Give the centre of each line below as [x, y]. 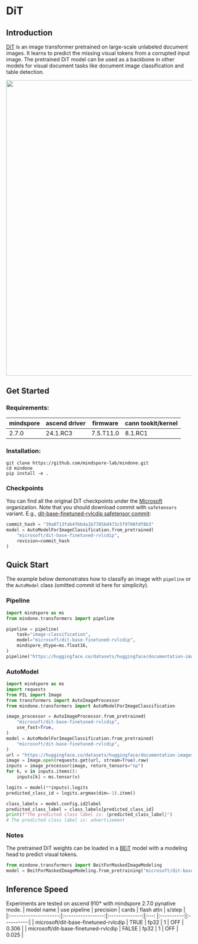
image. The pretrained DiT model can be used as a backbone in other [90, 59]
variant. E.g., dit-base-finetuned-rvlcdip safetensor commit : [79, 514]
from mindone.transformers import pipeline [60, 619]
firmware [105, 423]
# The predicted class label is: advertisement [66, 820]
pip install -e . [27, 473]
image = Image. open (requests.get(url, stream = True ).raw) [77, 760]
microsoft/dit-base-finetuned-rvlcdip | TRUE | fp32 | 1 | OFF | [109, 922]
